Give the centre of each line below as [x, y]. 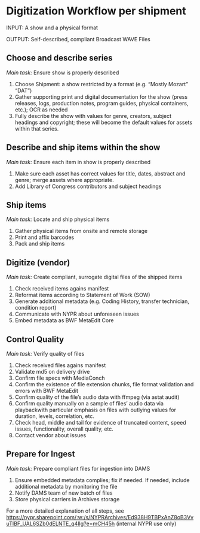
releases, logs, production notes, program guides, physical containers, [101, 103]
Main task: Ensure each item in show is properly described [79, 162]
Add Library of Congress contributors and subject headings [88, 186]
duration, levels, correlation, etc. [54, 416]
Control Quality [35, 339]
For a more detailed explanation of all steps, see [65, 511]
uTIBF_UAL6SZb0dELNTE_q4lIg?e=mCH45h [61, 523]
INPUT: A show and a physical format [52, 28]
